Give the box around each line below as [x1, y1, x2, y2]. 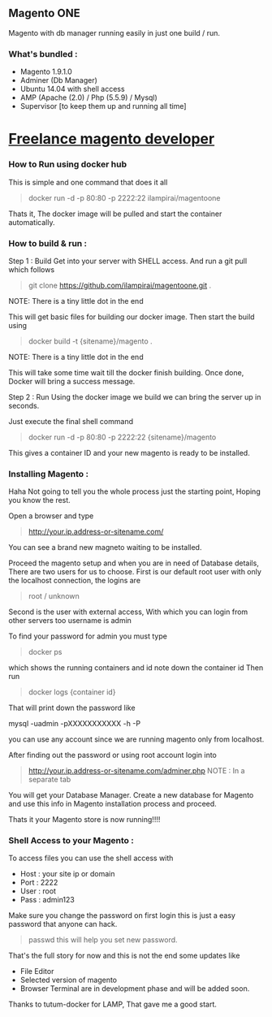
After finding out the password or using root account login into [8, 751, 218, 760]
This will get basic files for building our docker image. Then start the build [8, 312, 255, 322]
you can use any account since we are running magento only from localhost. [8, 734, 265, 744]
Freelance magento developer [8, 130, 215, 149]
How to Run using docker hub [8, 158, 127, 170]
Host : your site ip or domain [19, 869, 115, 879]
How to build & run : [8, 237, 88, 249]
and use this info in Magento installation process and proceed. [8, 799, 217, 809]
